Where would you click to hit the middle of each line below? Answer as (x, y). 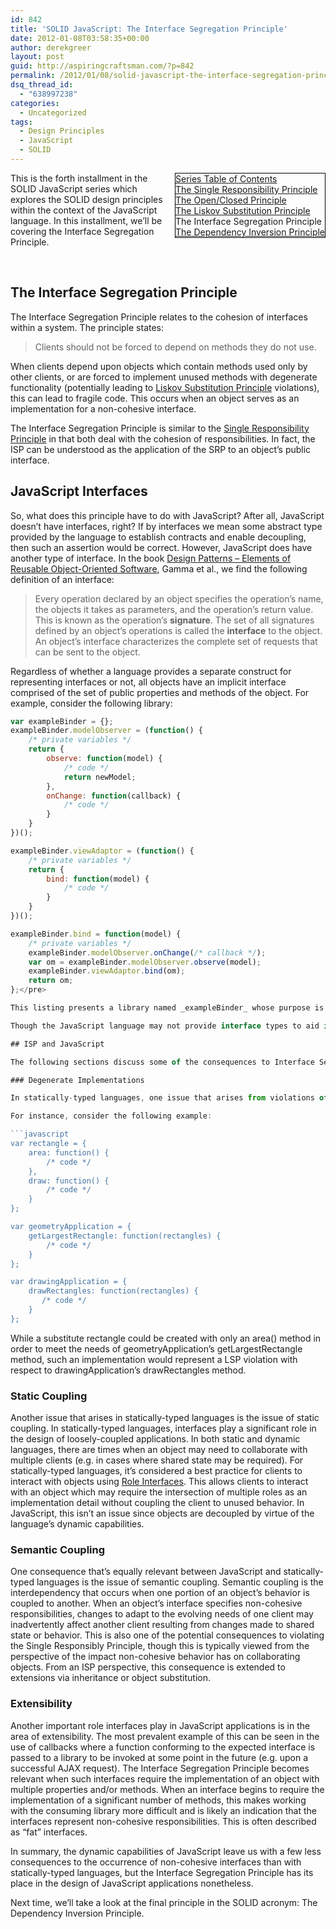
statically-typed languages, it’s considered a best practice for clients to (156, 1471)
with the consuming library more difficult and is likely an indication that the (163, 1810)
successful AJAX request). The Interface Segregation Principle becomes (160, 1768)
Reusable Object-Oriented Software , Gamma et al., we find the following (159, 568)
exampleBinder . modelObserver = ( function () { (106, 731)
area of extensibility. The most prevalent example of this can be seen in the (165, 1736)
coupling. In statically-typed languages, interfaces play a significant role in (163, 1428)
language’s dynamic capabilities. (77, 1524)
